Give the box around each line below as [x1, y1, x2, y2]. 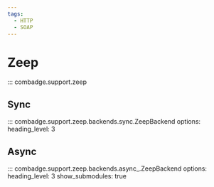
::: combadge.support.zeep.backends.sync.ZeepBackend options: [7, 117, 201, 126]
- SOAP [14, 23, 33, 31]
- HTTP [14, 17, 33, 24]
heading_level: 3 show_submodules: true [7, 171, 127, 180]
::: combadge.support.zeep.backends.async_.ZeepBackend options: [7, 164, 208, 173]
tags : [7, 10, 23, 18]
